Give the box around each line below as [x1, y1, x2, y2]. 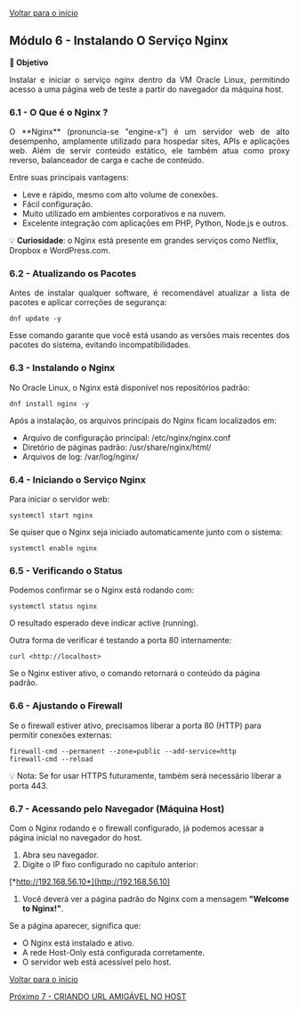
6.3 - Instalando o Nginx [9, 361, 116, 374]
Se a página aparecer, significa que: [9, 920, 141, 931]
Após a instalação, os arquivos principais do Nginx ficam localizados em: [9, 415, 278, 426]
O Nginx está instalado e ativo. [21, 937, 135, 948]
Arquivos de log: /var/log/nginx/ [21, 451, 140, 462]
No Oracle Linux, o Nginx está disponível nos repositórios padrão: [9, 382, 251, 393]
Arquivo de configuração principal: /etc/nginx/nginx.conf [21, 432, 231, 443]
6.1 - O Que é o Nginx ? [9, 106, 109, 119]
